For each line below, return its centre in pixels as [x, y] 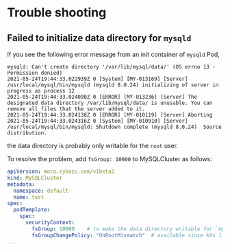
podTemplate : [32, 210]
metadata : [21, 184]
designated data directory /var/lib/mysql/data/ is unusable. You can [110, 103]
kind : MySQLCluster [35, 178]
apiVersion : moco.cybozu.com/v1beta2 [61, 171]
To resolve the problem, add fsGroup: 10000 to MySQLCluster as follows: [110, 159]
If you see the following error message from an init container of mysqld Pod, [114, 54]
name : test [29, 197]
